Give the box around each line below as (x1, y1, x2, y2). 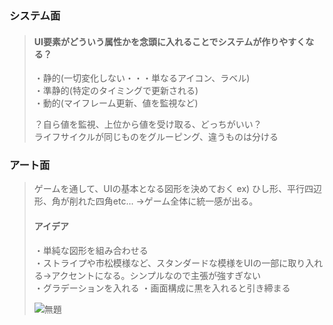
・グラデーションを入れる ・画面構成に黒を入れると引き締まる (33, 282, 291, 294)
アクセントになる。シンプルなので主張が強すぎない (51, 269, 262, 281)
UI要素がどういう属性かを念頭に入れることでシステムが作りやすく (33, 35, 306, 47)
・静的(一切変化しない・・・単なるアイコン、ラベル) (33, 72, 251, 84)
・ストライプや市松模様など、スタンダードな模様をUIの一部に (33, 257, 289, 269)
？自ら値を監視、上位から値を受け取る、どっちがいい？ (33, 118, 262, 131)
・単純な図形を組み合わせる (33, 244, 149, 256)
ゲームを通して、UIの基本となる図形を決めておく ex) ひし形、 (33, 183, 288, 195)
